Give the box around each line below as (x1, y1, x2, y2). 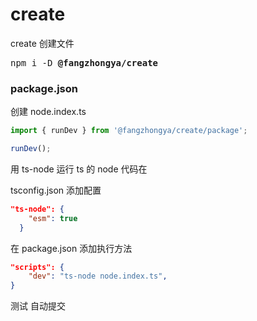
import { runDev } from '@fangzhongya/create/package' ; (10, 126, 248, 136)
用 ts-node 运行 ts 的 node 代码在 (10, 163, 148, 175)
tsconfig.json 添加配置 (10, 184, 102, 196)
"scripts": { (10, 262, 65, 272)
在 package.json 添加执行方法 (10, 242, 133, 254)
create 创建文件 (10, 37, 75, 49)
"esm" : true (28, 213, 78, 223)
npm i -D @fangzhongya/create (10, 57, 159, 68)
